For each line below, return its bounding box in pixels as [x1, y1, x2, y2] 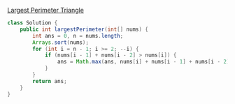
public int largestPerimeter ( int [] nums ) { [20, 26, 149, 33]
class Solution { [7, 20, 58, 27]
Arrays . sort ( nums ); [32, 38, 90, 46]
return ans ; [32, 77, 68, 84]
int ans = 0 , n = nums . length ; [32, 32, 124, 39]
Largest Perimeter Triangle [7, 6, 84, 14]
